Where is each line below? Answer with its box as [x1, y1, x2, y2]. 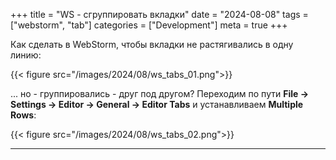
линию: [10, 49, 42, 61]
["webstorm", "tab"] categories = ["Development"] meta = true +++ [10, 19, 288, 31]
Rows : [10, 109, 37, 121]
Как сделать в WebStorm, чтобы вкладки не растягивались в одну [10, 39, 294, 50]
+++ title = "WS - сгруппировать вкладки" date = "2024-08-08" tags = [10, 9, 309, 20]
